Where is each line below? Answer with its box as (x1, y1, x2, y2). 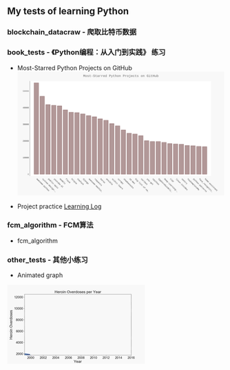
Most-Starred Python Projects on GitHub (17, 63, 133, 72)
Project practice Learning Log (17, 202, 102, 210)
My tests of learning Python (7, 6, 129, 17)
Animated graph (17, 271, 63, 279)
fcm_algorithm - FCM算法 (7, 220, 94, 230)
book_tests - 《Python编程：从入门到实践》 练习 (7, 47, 166, 57)
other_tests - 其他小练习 (7, 254, 88, 264)
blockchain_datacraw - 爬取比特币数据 (7, 28, 137, 37)
